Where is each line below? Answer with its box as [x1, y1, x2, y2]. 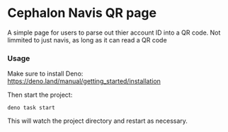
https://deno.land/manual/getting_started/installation [7, 77, 161, 85]
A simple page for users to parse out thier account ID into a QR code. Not [7, 28, 221, 37]
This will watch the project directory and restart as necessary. [7, 116, 188, 125]
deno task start [7, 104, 55, 112]
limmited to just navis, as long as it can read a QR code [7, 35, 168, 44]
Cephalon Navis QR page [7, 5, 157, 21]
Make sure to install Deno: [7, 69, 84, 78]
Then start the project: [7, 90, 73, 100]
